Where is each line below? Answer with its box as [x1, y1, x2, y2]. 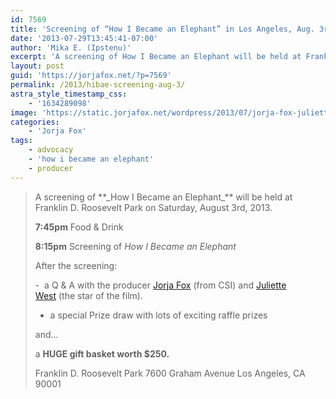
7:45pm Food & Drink [34, 221, 124, 233]
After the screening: [34, 259, 118, 271]
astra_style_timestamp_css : [10, 89, 128, 99]
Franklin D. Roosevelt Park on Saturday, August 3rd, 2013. [34, 201, 273, 213]
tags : [10, 136, 33, 146]
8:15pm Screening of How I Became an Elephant [34, 240, 237, 252]
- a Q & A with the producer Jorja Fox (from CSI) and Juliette [34, 279, 287, 291]
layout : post [10, 61, 65, 71]
